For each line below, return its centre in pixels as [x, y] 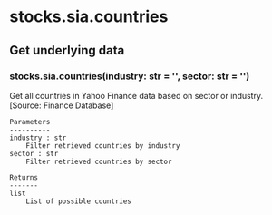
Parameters [30, 122]
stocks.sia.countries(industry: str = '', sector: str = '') [130, 76]
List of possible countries [78, 201]
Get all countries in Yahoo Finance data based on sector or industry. [136, 95]
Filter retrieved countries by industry [103, 146]
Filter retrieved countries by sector [99, 161]
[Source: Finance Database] [62, 105]
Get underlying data [67, 50]
